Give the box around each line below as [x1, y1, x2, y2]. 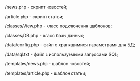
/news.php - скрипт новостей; [5, 4, 68, 10]
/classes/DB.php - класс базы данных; [5, 33, 85, 38]
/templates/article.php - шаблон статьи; [5, 70, 87, 76]
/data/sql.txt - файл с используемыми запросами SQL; [5, 51, 118, 57]
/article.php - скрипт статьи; [5, 14, 64, 19]
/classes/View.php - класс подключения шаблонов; [5, 23, 112, 29]
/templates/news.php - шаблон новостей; [5, 61, 91, 66]
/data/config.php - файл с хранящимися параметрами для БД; [5, 42, 136, 48]
